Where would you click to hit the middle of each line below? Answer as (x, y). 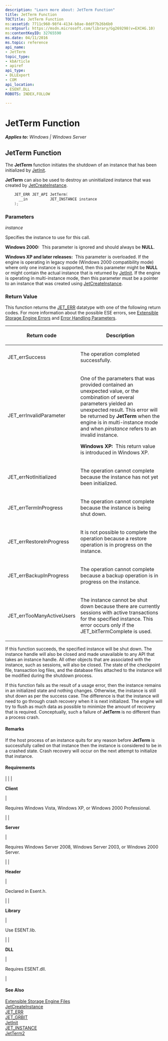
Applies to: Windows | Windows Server (46, 137)
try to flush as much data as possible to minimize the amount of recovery (80, 707)
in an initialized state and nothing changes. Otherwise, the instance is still (81, 690)
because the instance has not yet (119, 477)
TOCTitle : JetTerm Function (34, 19)
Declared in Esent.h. (26, 891)
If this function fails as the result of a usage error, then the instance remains (83, 685)
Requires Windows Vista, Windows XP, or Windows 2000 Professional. (78, 808)
